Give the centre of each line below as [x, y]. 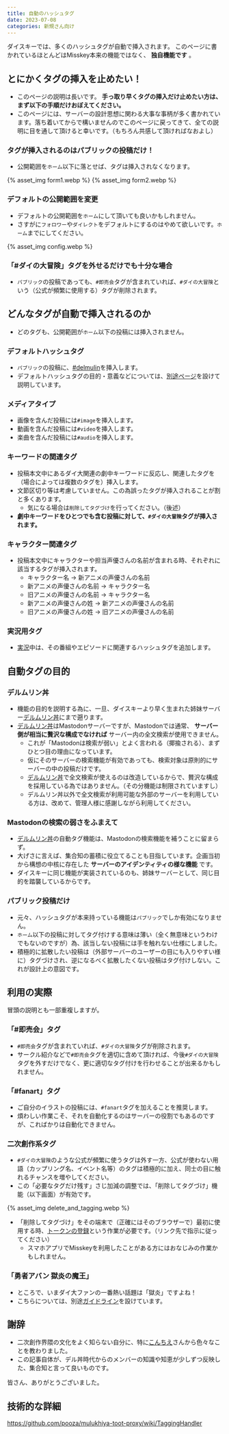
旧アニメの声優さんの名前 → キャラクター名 [89, 595]
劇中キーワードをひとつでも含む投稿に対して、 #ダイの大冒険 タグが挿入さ [117, 516]
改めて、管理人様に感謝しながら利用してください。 [123, 803]
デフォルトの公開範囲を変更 [53, 200]
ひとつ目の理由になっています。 [71, 752]
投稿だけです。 [84, 769]
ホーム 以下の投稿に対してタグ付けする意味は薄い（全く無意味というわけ [117, 934]
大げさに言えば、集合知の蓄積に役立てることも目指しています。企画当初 [118, 856]
